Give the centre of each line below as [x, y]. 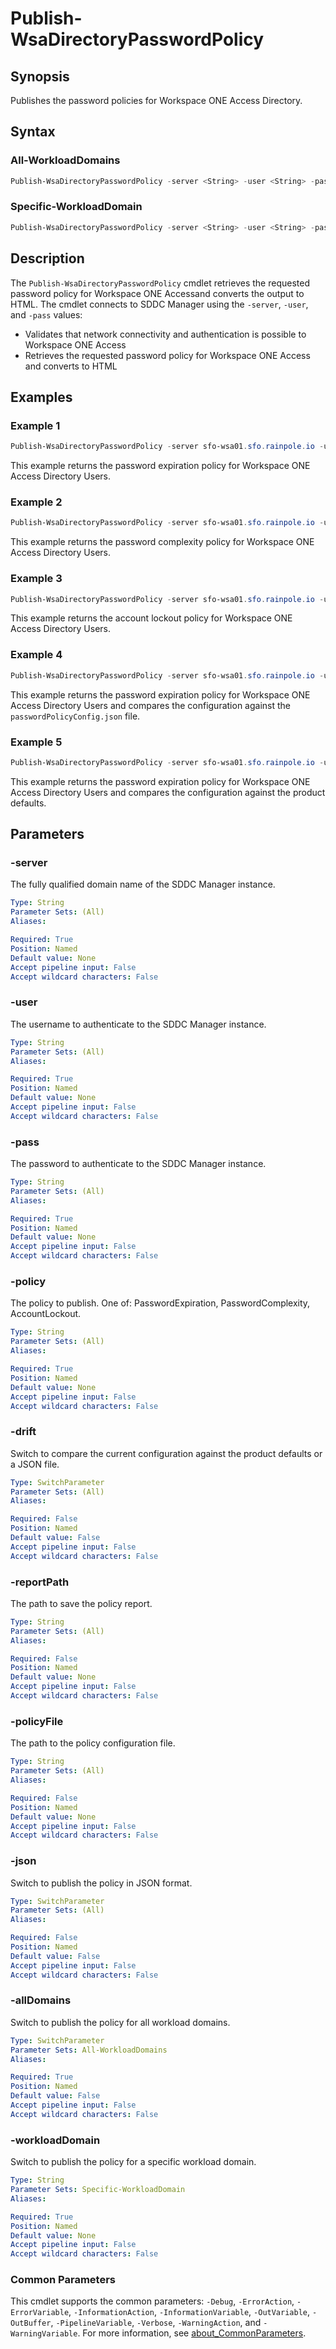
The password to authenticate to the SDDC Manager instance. [138, 1164]
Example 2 [36, 502]
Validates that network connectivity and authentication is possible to [165, 334]
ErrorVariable [40, 2313]
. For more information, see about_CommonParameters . [192, 2333]
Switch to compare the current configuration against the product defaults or [166, 1453]
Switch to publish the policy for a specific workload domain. [133, 2162]
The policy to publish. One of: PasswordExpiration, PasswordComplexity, [160, 1303]
